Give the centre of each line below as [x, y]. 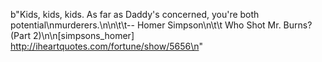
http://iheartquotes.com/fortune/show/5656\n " [106, 46]
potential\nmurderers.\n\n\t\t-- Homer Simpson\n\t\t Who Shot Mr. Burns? [161, 25]
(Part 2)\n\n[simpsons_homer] [72, 35]
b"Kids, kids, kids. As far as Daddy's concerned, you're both [135, 14]
